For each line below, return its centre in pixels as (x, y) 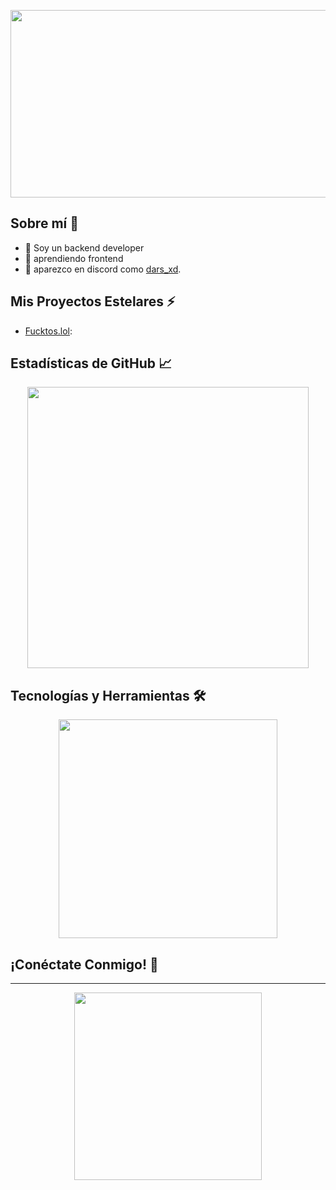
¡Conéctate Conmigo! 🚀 (84, 964)
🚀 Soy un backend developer (84, 247)
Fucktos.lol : (48, 331)
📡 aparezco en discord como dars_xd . (103, 269)
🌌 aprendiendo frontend (74, 258)
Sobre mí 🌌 (44, 223)
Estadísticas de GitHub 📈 (91, 363)
